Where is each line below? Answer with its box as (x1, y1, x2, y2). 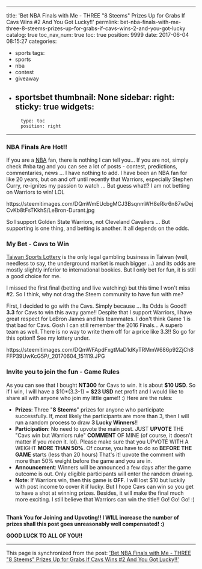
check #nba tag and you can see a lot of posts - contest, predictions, (6, 163, 177, 170)
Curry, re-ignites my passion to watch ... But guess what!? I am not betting (6, 182, 190, 189)
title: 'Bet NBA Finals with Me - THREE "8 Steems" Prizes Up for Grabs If (6, 12, 185, 19)
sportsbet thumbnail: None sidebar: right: (14, 92, 175, 103)
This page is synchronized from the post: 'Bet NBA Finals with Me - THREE (6, 549, 191, 556)
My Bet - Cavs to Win (6, 240, 69, 248)
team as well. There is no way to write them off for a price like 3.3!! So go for (6, 328, 196, 335)
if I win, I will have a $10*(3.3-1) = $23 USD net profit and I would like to (6, 387, 184, 395)
